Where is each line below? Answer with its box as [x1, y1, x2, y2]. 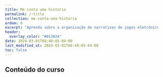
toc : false [5, 47, 27, 52]
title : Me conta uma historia [5, 7, 66, 12]
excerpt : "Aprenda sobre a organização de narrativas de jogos [5, 25, 136, 30]
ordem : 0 [5, 20, 23, 26]
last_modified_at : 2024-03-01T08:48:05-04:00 [5, 43, 98, 48]
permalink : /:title [5, 12, 45, 16]
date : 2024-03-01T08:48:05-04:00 [5, 39, 73, 44]
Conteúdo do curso [5, 65, 65, 74]
